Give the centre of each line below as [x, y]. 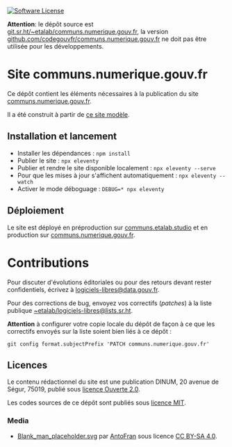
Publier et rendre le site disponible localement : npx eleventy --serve [117, 168]
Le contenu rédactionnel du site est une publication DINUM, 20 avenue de [113, 382]
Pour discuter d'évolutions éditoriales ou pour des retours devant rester [109, 282]
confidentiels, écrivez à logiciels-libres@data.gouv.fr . [83, 289]
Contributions [48, 262]
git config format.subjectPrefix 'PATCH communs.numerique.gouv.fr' [108, 344]
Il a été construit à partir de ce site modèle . [68, 114]
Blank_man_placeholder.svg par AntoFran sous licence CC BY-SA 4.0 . [117, 436]
